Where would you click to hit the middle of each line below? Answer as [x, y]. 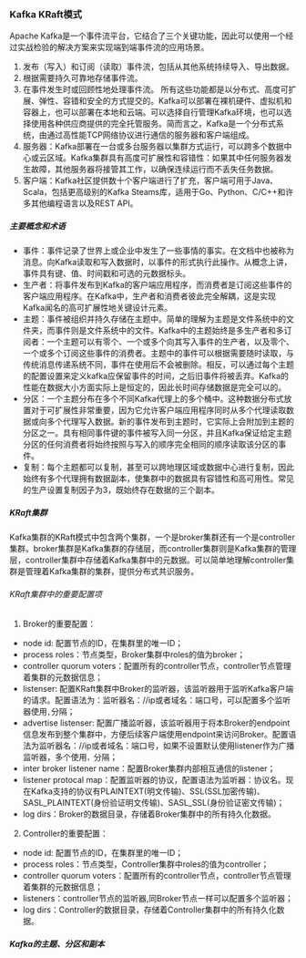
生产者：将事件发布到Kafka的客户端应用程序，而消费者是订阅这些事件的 [157, 285]
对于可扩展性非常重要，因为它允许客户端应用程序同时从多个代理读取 [158, 410]
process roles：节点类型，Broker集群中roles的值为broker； [134, 654]
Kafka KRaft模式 [46, 14]
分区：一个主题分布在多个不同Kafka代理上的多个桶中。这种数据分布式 [153, 399]
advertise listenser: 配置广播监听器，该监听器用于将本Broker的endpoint [156, 723]
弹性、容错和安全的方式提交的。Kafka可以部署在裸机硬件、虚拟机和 [165, 101]
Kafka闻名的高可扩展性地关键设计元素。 [97, 308]
